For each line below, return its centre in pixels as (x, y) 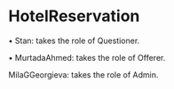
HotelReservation (74, 16)
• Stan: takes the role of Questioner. (74, 41)
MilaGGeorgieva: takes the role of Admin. (83, 74)
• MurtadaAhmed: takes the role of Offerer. (87, 57)
